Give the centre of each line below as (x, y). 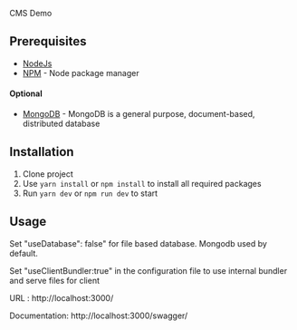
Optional (26, 93)
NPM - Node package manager (81, 73)
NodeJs (37, 63)
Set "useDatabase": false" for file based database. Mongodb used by (138, 243)
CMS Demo (31, 13)
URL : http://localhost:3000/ (62, 297)
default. (24, 253)
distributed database (61, 124)
